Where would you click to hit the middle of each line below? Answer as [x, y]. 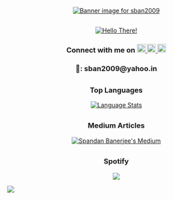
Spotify [116, 161]
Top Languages [116, 90]
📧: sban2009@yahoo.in [116, 69]
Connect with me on [101, 50]
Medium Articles [116, 126]
